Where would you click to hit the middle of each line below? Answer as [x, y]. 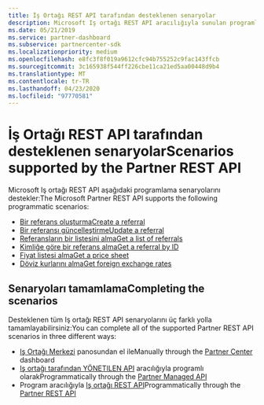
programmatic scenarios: [49, 207]
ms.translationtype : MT [47, 74]
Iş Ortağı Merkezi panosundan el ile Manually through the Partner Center [136, 352]
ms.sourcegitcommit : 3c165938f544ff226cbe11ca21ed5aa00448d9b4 [114, 67]
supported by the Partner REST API [125, 168]
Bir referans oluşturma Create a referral [82, 222]
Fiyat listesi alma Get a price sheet [74, 256]
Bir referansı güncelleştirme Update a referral [92, 230]
